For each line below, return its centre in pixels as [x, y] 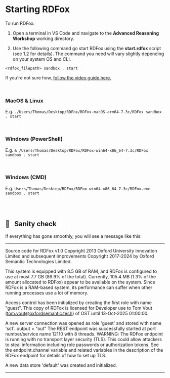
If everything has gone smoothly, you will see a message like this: [73, 236]
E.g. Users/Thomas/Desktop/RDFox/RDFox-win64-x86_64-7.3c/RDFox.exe [78, 188]
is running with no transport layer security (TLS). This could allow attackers [83, 339]
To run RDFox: [20, 23]
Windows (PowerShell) [34, 139]
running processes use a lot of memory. [47, 292]
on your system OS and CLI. [42, 59]
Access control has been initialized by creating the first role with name [78, 303]
